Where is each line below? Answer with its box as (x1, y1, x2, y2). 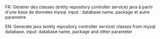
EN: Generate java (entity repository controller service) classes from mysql (5, 24, 156, 29)
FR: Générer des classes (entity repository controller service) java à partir (5, 4, 153, 10)
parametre (5, 14, 26, 20)
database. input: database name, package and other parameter (5, 29, 133, 34)
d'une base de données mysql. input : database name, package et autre (5, 9, 150, 15)
